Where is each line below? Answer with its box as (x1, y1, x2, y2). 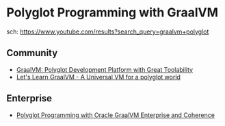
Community (6, 47, 58, 59)
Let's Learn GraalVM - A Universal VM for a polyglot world (16, 73, 181, 81)
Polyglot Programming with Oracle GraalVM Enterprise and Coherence (16, 111, 215, 119)
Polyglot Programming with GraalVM (6, 5, 218, 21)
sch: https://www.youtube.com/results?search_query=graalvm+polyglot (6, 27, 209, 36)
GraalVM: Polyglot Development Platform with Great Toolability (16, 65, 193, 73)
